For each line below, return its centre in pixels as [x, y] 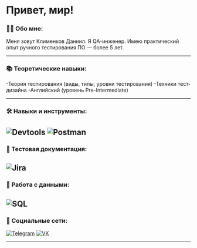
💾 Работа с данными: [38, 185]
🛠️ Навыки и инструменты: [47, 111]
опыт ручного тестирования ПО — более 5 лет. [65, 48]
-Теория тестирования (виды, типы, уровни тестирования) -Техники [91, 83]
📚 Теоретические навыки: [46, 69]
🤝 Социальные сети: [37, 220]
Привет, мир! [40, 10]
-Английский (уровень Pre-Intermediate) [78, 90]
